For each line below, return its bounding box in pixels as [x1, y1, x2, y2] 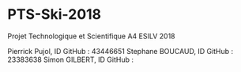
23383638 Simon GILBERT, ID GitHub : [7, 55, 134, 64]
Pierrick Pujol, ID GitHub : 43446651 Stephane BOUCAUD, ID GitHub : [7, 46, 234, 56]
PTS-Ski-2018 [7, 5, 102, 23]
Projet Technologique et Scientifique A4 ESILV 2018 [7, 31, 175, 41]
